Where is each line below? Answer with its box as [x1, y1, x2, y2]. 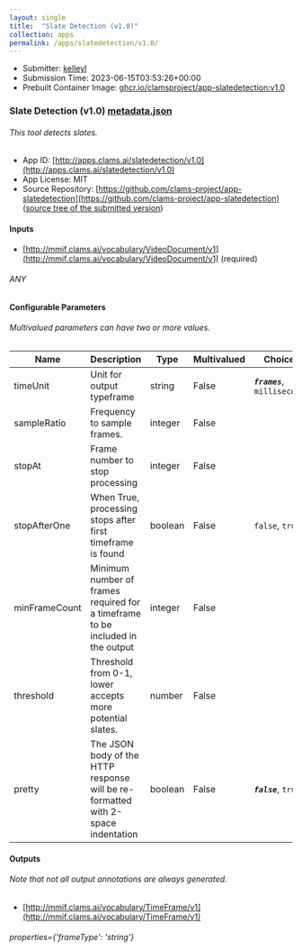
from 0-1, [90, 666, 133, 679]
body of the [90, 749, 139, 762]
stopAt [13, 459, 42, 471]
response [90, 772, 130, 784]
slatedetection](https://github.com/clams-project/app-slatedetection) [22, 193, 280, 204]
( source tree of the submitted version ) [22, 203, 164, 214]
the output [90, 641, 135, 654]
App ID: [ [22, 155, 56, 166]
